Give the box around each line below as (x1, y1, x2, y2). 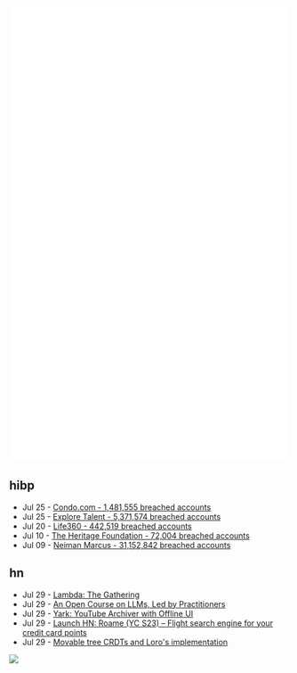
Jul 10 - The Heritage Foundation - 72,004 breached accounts (21, 529, 251, 541)
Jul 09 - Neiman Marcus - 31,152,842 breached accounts (21, 539, 231, 550)
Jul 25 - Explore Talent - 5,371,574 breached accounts (21, 511, 221, 521)
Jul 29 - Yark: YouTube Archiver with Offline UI (21, 608, 194, 619)
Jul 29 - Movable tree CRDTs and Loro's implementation (21, 636, 229, 647)
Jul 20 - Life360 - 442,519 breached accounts (21, 521, 193, 531)
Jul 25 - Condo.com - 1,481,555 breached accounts (21, 502, 212, 513)
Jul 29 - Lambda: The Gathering (21, 589, 140, 600)
